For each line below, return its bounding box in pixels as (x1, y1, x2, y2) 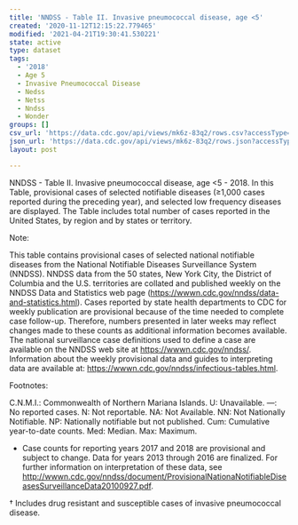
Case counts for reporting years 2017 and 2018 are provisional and (21, 442, 266, 453)
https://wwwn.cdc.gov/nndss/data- (150, 287, 279, 298)
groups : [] (9, 121, 50, 130)
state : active (9, 37, 62, 47)
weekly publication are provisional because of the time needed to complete (9, 306, 285, 316)
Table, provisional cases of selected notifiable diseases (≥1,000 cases (9, 187, 265, 197)
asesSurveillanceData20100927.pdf (21, 481, 152, 491)
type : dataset (9, 46, 62, 55)
